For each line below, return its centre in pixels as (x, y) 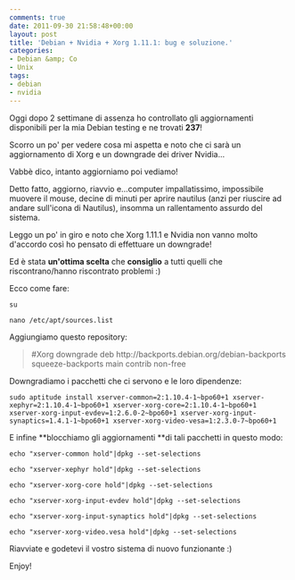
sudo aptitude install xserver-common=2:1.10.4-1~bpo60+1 (119, 397)
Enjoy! (21, 566)
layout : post (33, 34)
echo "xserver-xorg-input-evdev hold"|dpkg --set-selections (125, 500)
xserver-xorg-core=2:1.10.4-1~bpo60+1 (184, 405)
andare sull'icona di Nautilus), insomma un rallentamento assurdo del (136, 207)
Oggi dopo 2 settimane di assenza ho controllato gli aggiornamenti (131, 118)
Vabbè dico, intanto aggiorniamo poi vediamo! (94, 172)
